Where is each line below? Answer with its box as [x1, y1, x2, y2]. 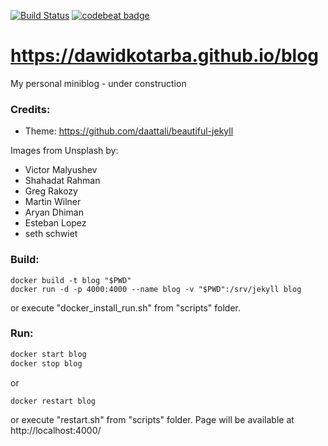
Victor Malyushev [24, 164, 98, 176]
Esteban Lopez [24, 217, 87, 229]
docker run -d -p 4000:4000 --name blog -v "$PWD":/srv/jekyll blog [10, 284, 302, 294]
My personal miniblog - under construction [10, 77, 187, 89]
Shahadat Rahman [24, 175, 101, 187]
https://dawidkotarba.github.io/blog [10, 45, 320, 67]
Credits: [10, 102, 51, 116]
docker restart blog [10, 396, 97, 406]
